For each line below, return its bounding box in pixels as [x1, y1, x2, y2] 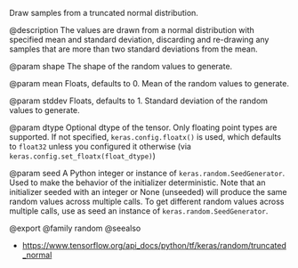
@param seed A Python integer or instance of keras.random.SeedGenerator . [9, 168, 286, 178]
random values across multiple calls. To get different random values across [9, 196, 285, 207]
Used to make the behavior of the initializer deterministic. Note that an [9, 177, 266, 188]
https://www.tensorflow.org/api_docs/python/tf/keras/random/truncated [21, 240, 287, 250]
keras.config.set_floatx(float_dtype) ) [9, 150, 156, 161]
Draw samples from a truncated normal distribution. [9, 8, 198, 18]
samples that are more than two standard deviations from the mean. [9, 44, 258, 54]
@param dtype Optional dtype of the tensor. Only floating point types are [9, 122, 278, 133]
